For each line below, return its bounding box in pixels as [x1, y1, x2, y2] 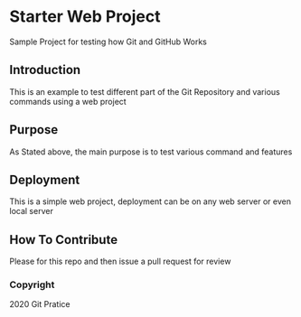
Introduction [9, 62, 81, 78]
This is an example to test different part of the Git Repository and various [9, 86, 280, 97]
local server [9, 206, 54, 217]
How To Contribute [9, 232, 118, 247]
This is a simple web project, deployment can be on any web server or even [9, 196, 292, 207]
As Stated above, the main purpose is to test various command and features [9, 146, 293, 157]
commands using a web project [9, 96, 127, 107]
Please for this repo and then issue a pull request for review [9, 256, 231, 267]
